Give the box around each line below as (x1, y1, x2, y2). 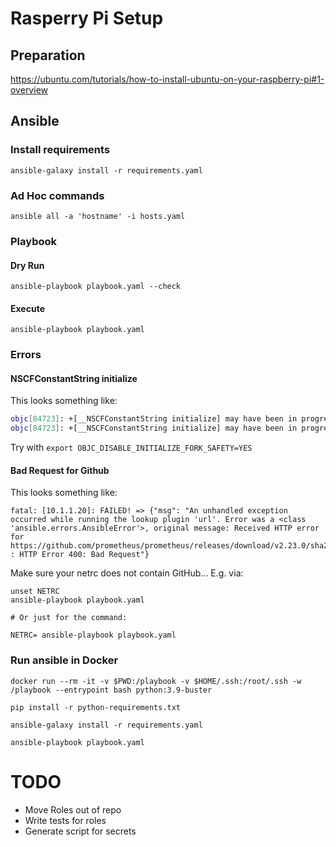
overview (10, 84, 48, 96)
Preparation (10, 47, 86, 64)
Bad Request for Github (10, 464, 110, 476)
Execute (10, 302, 45, 314)
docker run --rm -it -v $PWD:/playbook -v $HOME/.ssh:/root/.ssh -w (10, 676, 302, 686)
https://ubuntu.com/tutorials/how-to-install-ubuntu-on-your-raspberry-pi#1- (10, 73, 325, 85)
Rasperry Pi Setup (10, 7, 164, 30)
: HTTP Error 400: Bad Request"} (10, 550, 150, 560)
